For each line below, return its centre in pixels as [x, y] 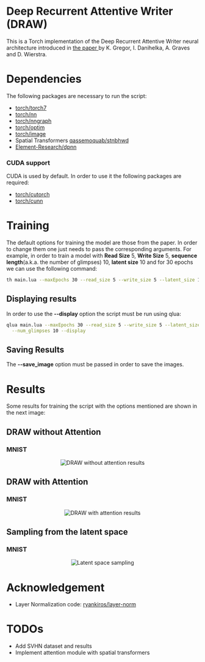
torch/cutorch [32, 195]
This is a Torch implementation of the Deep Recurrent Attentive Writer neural [103, 41]
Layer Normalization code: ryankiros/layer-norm [75, 604]
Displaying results [41, 299]
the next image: [26, 413]
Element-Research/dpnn [46, 147]
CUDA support [28, 162]
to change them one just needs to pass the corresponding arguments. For [99, 249]
